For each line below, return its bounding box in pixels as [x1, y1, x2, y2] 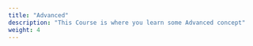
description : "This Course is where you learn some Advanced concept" [8, 19, 246, 27]
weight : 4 [8, 26, 41, 34]
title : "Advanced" [8, 11, 69, 19]
